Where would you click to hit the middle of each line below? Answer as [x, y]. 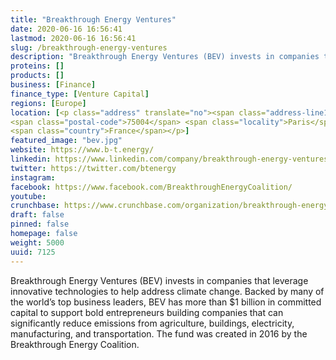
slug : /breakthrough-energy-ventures [89, 47]
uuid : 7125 [33, 252]
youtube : [28, 196]
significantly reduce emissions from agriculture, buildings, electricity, [152, 323]
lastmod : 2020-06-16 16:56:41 [73, 38]
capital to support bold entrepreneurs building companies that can [147, 312]
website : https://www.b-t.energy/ [82, 150]
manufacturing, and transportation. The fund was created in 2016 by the [159, 333]
